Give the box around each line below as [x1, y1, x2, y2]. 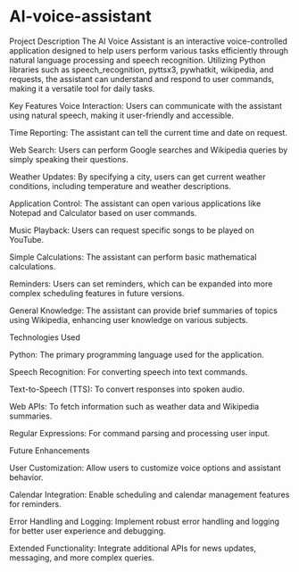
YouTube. [9, 234, 45, 245]
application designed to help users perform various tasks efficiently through [9, 45, 288, 55]
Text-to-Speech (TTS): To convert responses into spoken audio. [9, 384, 245, 394]
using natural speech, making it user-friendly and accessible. [9, 110, 234, 120]
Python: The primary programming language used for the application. [9, 349, 265, 360]
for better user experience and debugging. [9, 525, 166, 536]
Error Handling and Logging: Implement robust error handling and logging [9, 516, 279, 526]
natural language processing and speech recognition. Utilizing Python [9, 54, 266, 65]
